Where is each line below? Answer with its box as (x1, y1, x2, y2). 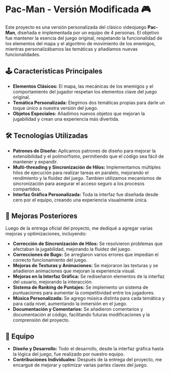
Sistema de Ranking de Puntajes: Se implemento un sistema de (12, 284, 148, 290)
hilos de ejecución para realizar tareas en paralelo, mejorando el (12, 170, 149, 176)
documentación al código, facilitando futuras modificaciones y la (12, 311, 150, 318)
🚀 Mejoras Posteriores (5, 211, 78, 220)
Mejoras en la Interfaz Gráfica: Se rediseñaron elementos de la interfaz (12, 273, 165, 279)
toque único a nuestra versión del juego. (12, 105, 99, 111)
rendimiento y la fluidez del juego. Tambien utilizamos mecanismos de (12, 175, 162, 181)
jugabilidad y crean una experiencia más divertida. (12, 116, 120, 122)
